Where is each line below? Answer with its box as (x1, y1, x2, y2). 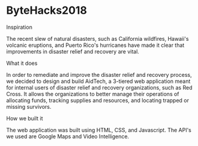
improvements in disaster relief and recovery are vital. (6, 47, 140, 55)
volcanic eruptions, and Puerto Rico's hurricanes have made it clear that (6, 41, 185, 49)
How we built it (6, 115, 43, 122)
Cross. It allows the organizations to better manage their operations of (6, 90, 179, 97)
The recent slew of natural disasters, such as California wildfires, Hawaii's (6, 35, 189, 42)
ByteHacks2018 (6, 4, 87, 17)
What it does (6, 59, 38, 67)
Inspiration (6, 23, 33, 31)
